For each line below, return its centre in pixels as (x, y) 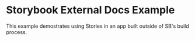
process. (17, 32)
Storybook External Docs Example (90, 10)
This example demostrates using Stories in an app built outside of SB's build (98, 26)
